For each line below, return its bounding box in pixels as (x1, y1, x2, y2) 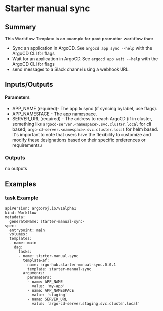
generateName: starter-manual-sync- (9, 219, 85, 224)
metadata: (5, 214, 26, 220)
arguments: (23, 271, 45, 275)
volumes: (9, 232, 28, 237)
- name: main (9, 240, 37, 245)
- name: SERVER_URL (27, 297, 68, 302)
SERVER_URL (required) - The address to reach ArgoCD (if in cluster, (12, 116, 152, 121)
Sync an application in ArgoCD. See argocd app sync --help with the (12, 45, 152, 51)
